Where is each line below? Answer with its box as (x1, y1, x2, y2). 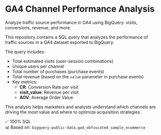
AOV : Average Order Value (19, 94, 73, 100)
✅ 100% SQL (5, 118, 31, 124)
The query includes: (5, 49, 45, 55)
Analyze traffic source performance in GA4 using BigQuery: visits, (5, 19, 138, 25)
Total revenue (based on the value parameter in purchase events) (12, 74, 144, 79)
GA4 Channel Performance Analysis (5, 3, 155, 15)
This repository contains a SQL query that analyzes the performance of (5, 34, 148, 40)
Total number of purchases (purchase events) (12, 68, 104, 74)
